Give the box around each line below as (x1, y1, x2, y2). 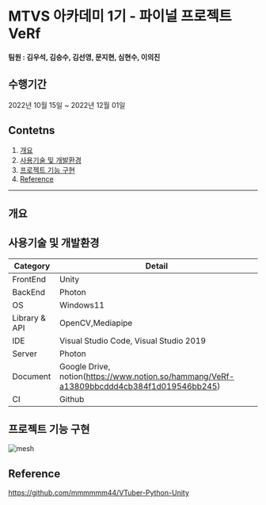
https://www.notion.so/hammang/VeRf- (85, 370, 235, 381)
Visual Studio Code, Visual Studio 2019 (59, 335, 207, 346)
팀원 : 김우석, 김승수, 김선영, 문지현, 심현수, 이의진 (8, 52, 161, 62)
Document (12, 370, 51, 381)
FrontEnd (12, 274, 46, 285)
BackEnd (12, 286, 46, 297)
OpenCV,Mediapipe (59, 317, 133, 328)
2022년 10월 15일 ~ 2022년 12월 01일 (8, 100, 126, 109)
